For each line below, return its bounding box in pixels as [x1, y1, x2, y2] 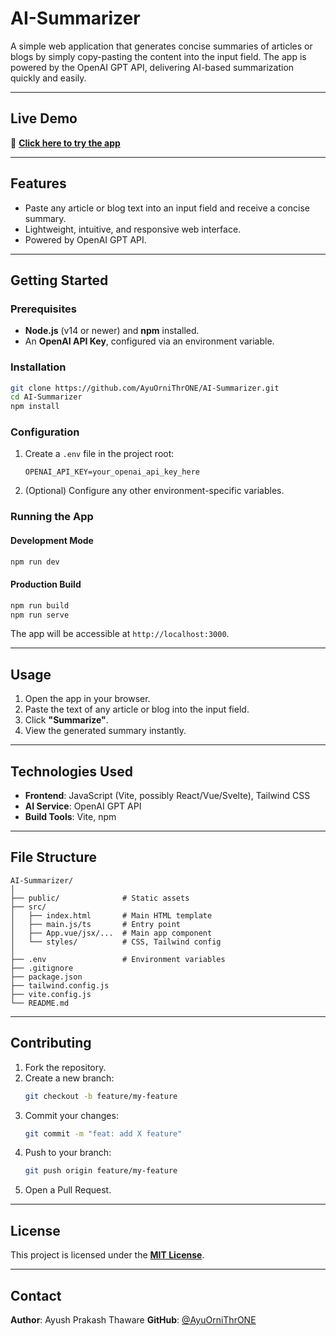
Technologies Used [10, 763, 133, 780]
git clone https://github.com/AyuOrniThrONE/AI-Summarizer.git [10, 383, 280, 393]
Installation [10, 360, 67, 374]
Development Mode [10, 534, 94, 546]
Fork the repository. [24, 1061, 107, 1073]
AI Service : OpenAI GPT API [24, 800, 142, 812]
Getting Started [10, 272, 109, 289]
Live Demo [10, 110, 78, 127]
